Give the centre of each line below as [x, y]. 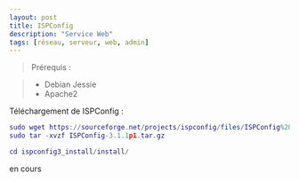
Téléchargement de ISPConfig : [67, 111]
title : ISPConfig [41, 26]
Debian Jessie [70, 84]
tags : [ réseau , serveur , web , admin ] [79, 42]
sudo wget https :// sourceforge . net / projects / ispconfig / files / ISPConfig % [147, 128]
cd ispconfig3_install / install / [69, 152]
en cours [25, 169]
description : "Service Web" [61, 34]
